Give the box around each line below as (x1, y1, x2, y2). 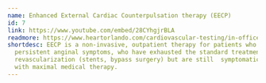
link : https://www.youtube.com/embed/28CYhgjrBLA (7, 26, 175, 34)
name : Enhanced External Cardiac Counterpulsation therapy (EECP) (7, 11, 232, 20)
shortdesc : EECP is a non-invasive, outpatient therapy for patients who (7, 41, 257, 49)
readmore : (7, 33, 40, 42)
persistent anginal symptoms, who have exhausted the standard (14, 48, 228, 56)
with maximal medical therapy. (14, 63, 118, 71)
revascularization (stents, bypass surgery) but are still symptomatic (14, 56, 260, 64)
